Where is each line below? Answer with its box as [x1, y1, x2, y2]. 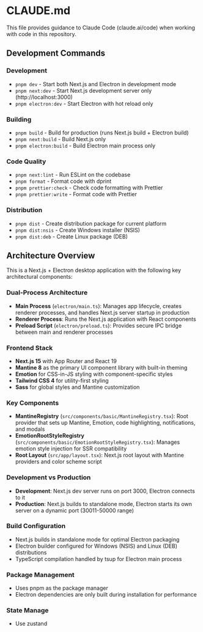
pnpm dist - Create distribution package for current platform [15, 219, 167, 227]
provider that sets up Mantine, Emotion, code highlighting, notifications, [15, 419, 196, 427]
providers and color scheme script [15, 458, 102, 465]
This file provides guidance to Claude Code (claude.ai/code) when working [6, 24, 196, 31]
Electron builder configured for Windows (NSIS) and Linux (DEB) [15, 542, 178, 549]
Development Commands [6, 48, 106, 59]
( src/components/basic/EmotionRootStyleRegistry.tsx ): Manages [15, 438, 180, 446]
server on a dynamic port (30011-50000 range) [15, 507, 135, 514]
